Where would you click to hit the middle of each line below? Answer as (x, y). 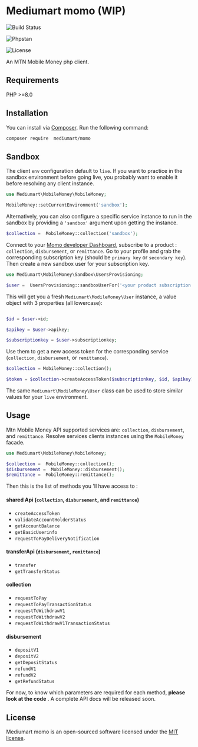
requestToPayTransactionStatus (53, 604)
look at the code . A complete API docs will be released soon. (81, 699)
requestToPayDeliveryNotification (57, 539)
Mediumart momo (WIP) (66, 11)
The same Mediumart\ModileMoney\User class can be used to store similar (95, 391)
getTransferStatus (37, 571)
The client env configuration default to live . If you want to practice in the (94, 171)
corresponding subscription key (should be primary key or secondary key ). (96, 257)
